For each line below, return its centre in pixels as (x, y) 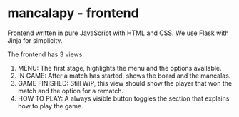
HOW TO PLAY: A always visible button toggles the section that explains (123, 98)
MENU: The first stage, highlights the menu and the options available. (120, 68)
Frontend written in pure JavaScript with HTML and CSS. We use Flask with (118, 33)
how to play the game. (50, 106)
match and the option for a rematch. (70, 91)
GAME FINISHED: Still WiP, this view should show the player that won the (125, 83)
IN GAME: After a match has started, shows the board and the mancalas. (124, 76)
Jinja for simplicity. (35, 40)
